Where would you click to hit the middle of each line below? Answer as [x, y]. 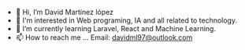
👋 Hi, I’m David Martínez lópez [65, 12]
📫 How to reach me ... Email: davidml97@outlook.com [104, 37]
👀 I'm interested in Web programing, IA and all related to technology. [126, 20]
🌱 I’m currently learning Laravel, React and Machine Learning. [116, 29]
